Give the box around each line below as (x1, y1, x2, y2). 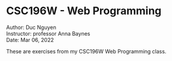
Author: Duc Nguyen (6, 24, 57, 31)
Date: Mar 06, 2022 (6, 36, 54, 43)
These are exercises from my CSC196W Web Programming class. (6, 47, 167, 54)
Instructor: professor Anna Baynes (6, 30, 90, 37)
